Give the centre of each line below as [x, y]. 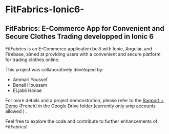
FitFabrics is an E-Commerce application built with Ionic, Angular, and [79, 49]
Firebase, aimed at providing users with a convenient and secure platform [83, 54]
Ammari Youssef [30, 80]
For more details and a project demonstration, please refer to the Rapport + [84, 100]
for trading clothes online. [33, 60]
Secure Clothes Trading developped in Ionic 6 [80, 36]
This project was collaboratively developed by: [55, 70]
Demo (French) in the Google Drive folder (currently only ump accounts [81, 106]
